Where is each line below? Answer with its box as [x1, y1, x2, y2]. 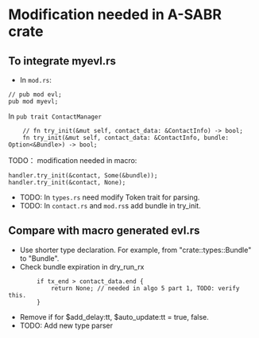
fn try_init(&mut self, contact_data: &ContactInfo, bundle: [22, 134, 229, 142]
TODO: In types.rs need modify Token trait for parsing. [19, 192, 200, 202]
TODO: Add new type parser [19, 321, 114, 330]
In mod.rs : [19, 76, 52, 84]
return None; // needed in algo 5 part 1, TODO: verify [50, 284, 240, 292]
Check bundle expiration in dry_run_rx [19, 262, 145, 271]
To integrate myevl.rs [8, 54, 117, 68]
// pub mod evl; [8, 91, 62, 99]
